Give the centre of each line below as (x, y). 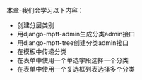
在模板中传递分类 (42, 52)
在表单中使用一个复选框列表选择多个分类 (76, 69)
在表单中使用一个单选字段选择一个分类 (72, 60)
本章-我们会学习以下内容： (45, 10)
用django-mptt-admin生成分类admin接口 (76, 34)
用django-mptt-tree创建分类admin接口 (72, 43)
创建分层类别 (35, 25)
